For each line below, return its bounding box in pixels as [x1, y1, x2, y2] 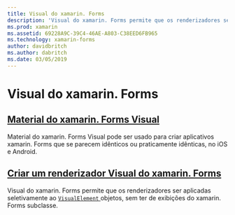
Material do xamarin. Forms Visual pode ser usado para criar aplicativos [7, 132, 215, 141]
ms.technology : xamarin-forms [7, 36, 96, 43]
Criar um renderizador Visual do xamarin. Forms [7, 167, 222, 179]
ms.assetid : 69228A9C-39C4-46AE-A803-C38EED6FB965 [7, 29, 158, 37]
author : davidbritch [7, 43, 68, 50]
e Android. [7, 147, 38, 155]
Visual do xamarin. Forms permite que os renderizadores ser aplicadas [7, 186, 211, 195]
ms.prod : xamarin [7, 23, 58, 30]
